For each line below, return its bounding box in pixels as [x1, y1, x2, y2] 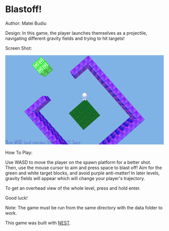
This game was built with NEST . [5, 220, 71, 226]
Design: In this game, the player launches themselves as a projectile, [5, 30, 147, 36]
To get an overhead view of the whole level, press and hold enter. [5, 185, 141, 191]
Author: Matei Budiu [5, 20, 47, 26]
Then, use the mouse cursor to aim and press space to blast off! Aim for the [5, 165, 162, 171]
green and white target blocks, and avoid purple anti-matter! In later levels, [5, 170, 160, 176]
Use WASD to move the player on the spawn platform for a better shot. [5, 159, 152, 165]
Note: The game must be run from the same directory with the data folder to [5, 205, 163, 211]
